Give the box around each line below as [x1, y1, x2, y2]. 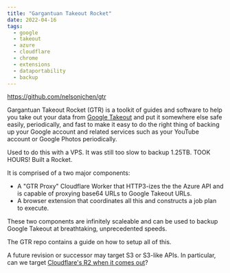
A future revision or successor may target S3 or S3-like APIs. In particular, [7, 251, 216, 259]
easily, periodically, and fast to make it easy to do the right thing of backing [7, 121, 220, 129]
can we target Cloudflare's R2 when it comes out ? [7, 259, 149, 267]
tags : [7, 23, 23, 29]
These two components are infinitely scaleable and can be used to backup [7, 217, 218, 226]
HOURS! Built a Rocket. [7, 156, 73, 164]
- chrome [13, 55, 38, 62]
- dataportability [13, 67, 67, 74]
